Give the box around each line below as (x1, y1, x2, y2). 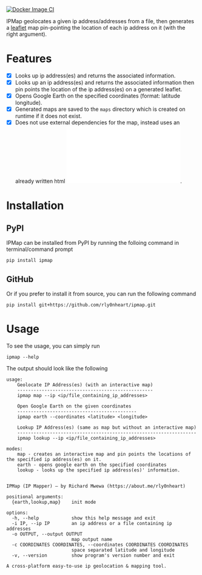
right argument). (6, 30, 47, 38)
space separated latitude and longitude (71, 547, 175, 553)
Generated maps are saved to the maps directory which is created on (15, 105, 186, 113)
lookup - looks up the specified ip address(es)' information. (17, 467, 181, 473)
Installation (6, 199, 64, 213)
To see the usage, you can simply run (6, 342, 100, 350)
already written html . (15, 177, 182, 185)
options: (6, 510, 29, 516)
